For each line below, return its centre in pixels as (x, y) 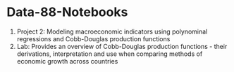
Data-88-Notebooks (67, 12)
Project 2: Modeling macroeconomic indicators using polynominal (112, 31)
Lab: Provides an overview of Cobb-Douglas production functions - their (122, 46)
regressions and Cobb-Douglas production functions (93, 38)
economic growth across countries (67, 61)
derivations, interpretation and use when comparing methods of (110, 54)
